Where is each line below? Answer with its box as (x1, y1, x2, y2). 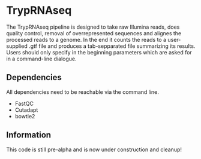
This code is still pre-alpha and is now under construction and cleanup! (6, 146, 182, 153)
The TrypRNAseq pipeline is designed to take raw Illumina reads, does (6, 23, 180, 30)
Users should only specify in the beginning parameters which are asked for (6, 48, 192, 56)
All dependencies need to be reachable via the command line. (6, 88, 159, 96)
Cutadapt (14, 106, 38, 114)
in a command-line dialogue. (6, 55, 77, 62)
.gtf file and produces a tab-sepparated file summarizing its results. (29, 42, 196, 50)
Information (6, 130, 52, 140)
